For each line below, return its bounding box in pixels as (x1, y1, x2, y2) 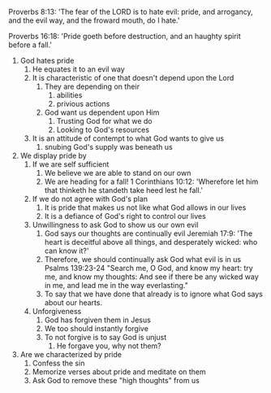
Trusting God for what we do (56, 116, 153, 125)
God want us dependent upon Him (44, 107, 160, 117)
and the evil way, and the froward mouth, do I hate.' (8, 15, 180, 25)
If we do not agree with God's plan (32, 194, 148, 203)
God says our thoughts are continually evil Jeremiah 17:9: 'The (44, 229, 253, 238)
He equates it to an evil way (32, 64, 126, 74)
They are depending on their (44, 81, 140, 91)
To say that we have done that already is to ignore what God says (44, 289, 264, 299)
